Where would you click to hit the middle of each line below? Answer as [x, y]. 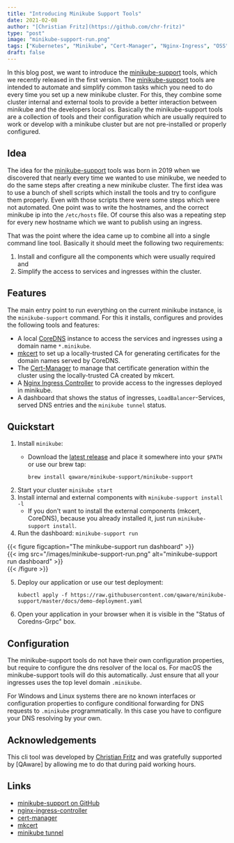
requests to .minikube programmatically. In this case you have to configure [114, 711]
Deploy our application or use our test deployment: [90, 582]
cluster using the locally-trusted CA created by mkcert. [96, 375]
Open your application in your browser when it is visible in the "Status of [121, 614]
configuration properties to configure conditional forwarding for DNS [106, 704]
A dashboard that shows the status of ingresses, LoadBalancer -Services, [121, 397]
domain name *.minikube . [54, 346]
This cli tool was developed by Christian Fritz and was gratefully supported [115, 757]
